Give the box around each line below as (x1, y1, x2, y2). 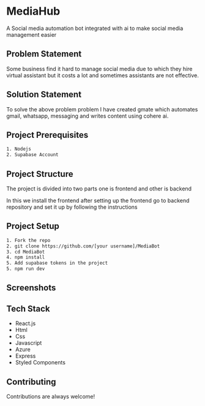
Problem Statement (6, 49, 82, 59)
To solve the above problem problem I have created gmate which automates (6, 105, 198, 113)
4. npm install (6, 254, 45, 261)
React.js (15, 320, 36, 327)
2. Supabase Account (6, 152, 59, 158)
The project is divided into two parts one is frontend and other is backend (6, 185, 192, 192)
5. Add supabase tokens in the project (6, 260, 108, 266)
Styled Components (15, 359, 66, 366)
